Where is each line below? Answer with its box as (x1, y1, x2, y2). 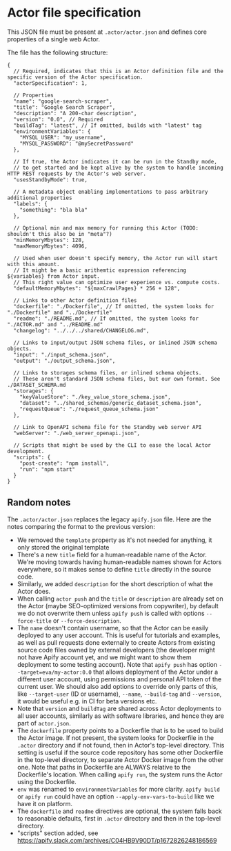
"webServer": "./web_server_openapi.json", (13, 430, 140, 437)
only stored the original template (17, 543, 110, 551)
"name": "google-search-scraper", (13, 98, 112, 105)
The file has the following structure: (7, 48, 108, 57)
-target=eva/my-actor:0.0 (17, 669, 92, 676)
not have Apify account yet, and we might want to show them (17, 653, 192, 661)
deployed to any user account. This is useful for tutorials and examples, (17, 631, 221, 639)
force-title (17, 617, 52, 625)
